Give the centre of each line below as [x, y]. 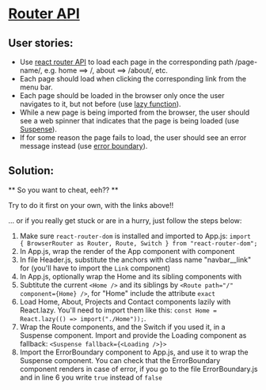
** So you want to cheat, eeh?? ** [63, 190]
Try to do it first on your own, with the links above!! [91, 205]
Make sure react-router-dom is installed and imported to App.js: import [135, 236]
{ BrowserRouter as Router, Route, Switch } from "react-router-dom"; [139, 243]
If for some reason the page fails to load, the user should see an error [133, 138]
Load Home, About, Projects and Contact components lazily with [125, 301]
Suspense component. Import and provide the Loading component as [133, 335]
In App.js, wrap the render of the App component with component [127, 251]
